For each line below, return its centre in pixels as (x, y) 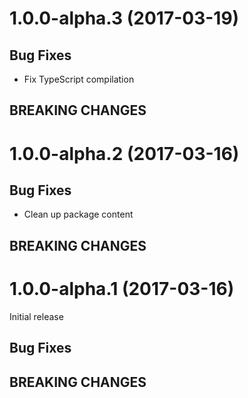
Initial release (36, 316)
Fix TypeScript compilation (79, 79)
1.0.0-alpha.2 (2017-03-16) (124, 153)
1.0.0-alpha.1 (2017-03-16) (122, 288)
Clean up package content (78, 214)
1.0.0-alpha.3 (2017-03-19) (124, 18)
